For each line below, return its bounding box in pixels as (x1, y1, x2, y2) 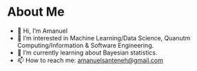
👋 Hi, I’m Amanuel (17, 27, 68, 35)
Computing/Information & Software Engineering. (17, 41, 154, 49)
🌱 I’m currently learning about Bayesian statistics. (17, 48, 158, 57)
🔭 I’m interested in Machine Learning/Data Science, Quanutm (17, 33, 191, 42)
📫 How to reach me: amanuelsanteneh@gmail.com (17, 56, 163, 64)
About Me (7, 4, 65, 20)
